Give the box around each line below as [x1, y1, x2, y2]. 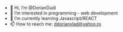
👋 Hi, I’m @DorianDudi [10, 5, 56, 10]
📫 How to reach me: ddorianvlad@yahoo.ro [10, 21, 101, 27]
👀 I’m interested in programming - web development [10, 10, 118, 16]
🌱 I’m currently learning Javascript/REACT [10, 15, 97, 21]
